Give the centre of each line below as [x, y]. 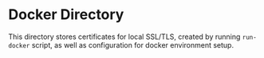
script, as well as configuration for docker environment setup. [132, 44]
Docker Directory [66, 15]
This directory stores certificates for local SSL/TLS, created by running [124, 37]
